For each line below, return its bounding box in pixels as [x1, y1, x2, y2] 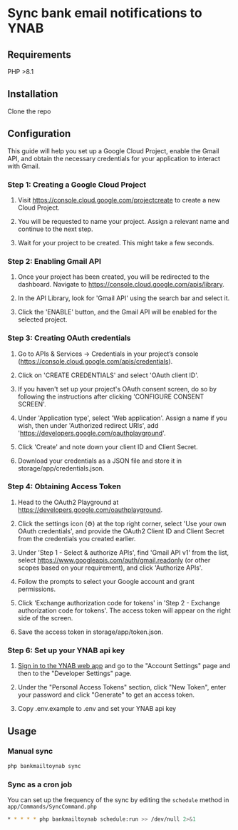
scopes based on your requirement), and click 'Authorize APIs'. [17, 563, 203, 572]
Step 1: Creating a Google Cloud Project [7, 180, 147, 190]
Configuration [7, 128, 71, 140]
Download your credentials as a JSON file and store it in [17, 456, 182, 465]
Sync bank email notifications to [7, 5, 202, 21]
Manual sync [7, 747, 53, 757]
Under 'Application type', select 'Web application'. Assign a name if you [17, 414, 227, 422]
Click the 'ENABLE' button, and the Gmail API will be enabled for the [17, 308, 217, 317]
